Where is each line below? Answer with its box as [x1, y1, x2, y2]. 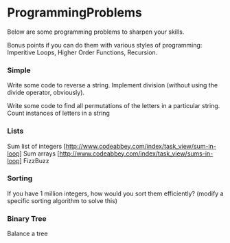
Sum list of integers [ [7, 142, 67, 150]
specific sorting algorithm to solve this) [7, 196, 118, 204]
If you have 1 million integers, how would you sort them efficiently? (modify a [7, 189, 224, 198]
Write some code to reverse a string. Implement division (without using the [7, 81, 218, 89]
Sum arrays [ [23, 149, 60, 158]
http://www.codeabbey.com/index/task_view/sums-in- [59, 149, 214, 158]
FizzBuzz [23, 156, 49, 165]
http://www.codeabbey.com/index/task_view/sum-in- [65, 142, 216, 150]
